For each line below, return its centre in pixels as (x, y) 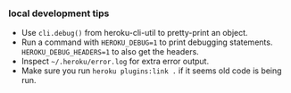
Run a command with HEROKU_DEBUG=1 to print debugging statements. (147, 42)
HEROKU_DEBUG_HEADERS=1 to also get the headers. (110, 52)
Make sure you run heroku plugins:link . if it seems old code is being (151, 71)
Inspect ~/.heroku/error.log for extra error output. (115, 62)
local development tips (59, 13)
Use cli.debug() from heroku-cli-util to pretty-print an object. (134, 33)
